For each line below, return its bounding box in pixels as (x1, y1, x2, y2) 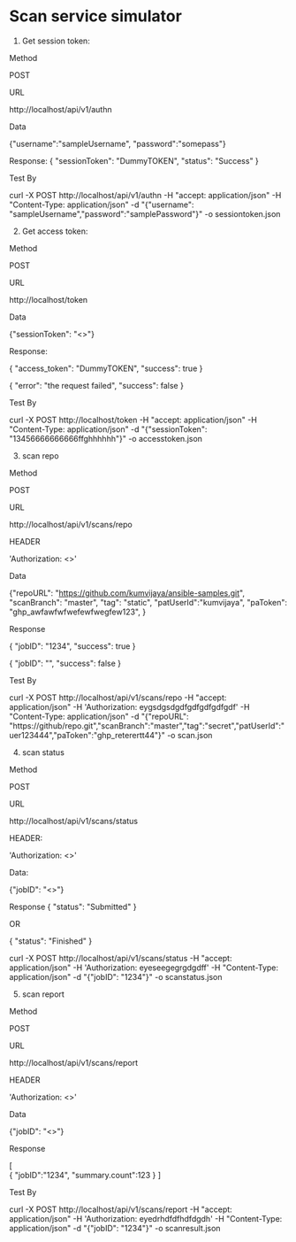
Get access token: (21, 226, 88, 236)
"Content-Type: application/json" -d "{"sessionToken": (9, 423, 208, 435)
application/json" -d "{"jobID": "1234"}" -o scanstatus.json (9, 971, 223, 982)
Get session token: (21, 35, 90, 46)
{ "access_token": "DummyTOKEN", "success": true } (9, 363, 203, 374)
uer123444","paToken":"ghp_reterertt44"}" (9, 729, 165, 740)
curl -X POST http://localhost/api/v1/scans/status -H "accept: (9, 953, 232, 963)
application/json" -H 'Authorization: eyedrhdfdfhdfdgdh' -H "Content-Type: (9, 1213, 283, 1223)
